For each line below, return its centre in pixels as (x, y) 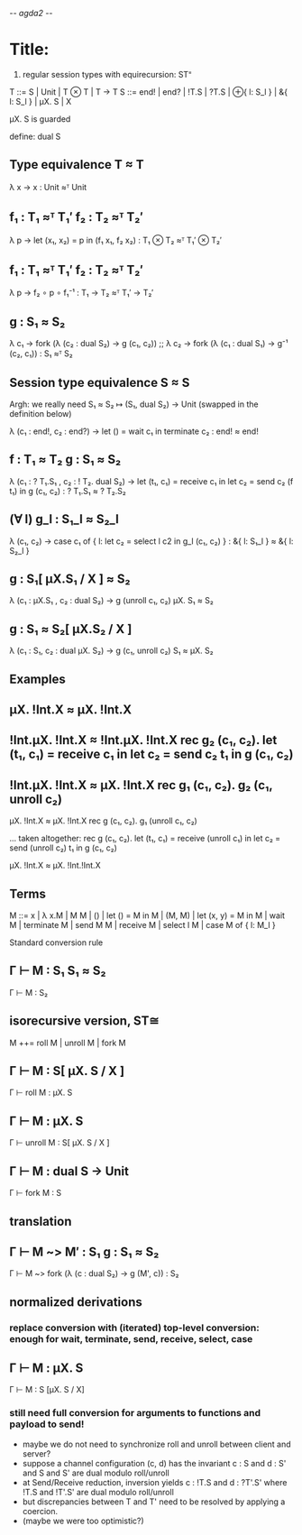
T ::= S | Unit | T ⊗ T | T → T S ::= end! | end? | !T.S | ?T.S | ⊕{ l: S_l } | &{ (149, 92)
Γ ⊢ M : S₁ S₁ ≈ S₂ (58, 971)
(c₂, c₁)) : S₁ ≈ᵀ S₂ (41, 354)
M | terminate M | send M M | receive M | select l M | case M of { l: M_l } (143, 925)
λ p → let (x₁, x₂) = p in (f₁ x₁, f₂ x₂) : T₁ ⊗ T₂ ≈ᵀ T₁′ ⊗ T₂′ (116, 240)
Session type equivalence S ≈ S (100, 382)
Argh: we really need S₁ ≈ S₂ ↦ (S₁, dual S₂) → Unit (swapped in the (134, 404)
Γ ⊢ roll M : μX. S (41, 1093)
